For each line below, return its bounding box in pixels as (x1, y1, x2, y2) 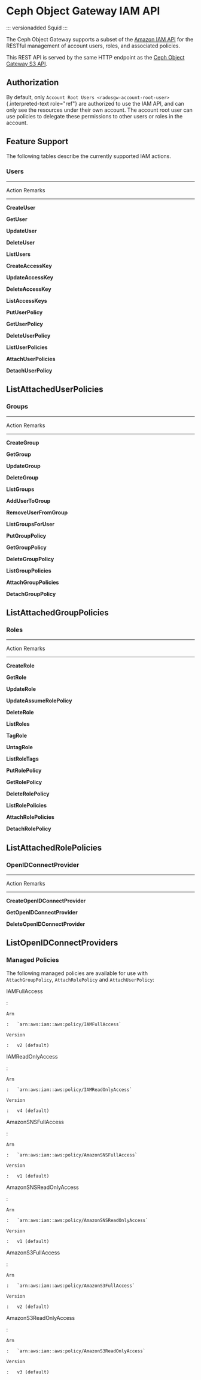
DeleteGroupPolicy (6, 555, 54, 562)
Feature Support (6, 136, 69, 147)
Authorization (6, 78, 59, 88)
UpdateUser (6, 227, 37, 234)
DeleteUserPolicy (6, 332, 51, 339)
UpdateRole (6, 685, 36, 693)
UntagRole (6, 744, 33, 751)
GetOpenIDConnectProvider (6, 908, 78, 916)
